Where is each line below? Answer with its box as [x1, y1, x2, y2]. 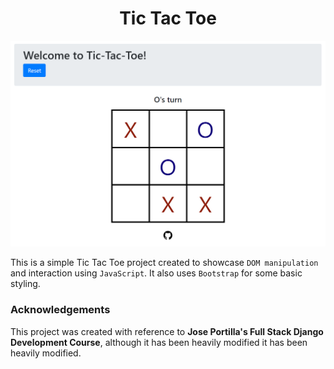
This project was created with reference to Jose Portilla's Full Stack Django [10, 325, 324, 337]
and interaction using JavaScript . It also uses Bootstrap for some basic [10, 267, 303, 279]
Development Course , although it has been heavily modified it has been [10, 336, 308, 348]
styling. [10, 278, 41, 290]
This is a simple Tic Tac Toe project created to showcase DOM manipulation [10, 257, 319, 269]
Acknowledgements [10, 303, 111, 317]
